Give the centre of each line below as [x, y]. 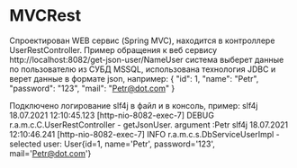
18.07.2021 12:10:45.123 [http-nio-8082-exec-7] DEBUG [112, 115]
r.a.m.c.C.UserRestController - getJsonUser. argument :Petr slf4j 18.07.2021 [149, 124]
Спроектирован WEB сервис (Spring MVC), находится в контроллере [142, 40]
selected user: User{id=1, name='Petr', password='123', [112, 144]
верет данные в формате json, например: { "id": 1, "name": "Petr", [134, 78]
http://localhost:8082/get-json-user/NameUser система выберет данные [147, 59]
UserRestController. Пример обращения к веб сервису [113, 49]
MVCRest [45, 16]
